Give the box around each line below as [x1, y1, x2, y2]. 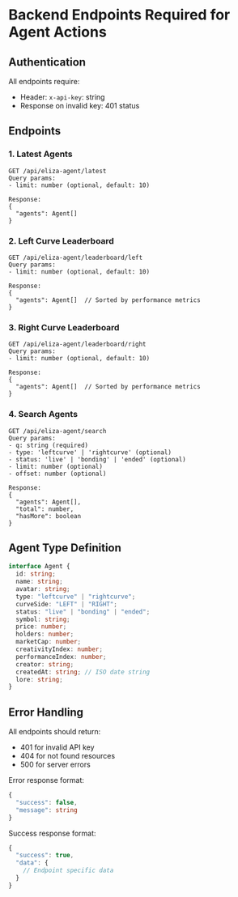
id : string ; [15, 570, 57, 578]
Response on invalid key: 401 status [19, 101, 140, 110]
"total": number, [15, 504, 74, 513]
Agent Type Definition [8, 541, 121, 555]
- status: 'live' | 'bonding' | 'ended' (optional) [8, 455, 186, 463]
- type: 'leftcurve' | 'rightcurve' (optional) [8, 448, 172, 457]
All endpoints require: [8, 77, 80, 86]
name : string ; [15, 577, 63, 586]
